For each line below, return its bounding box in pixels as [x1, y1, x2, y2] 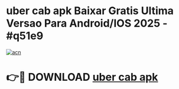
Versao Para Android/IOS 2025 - [6, 17, 168, 30]
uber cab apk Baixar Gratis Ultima [6, 4, 174, 18]
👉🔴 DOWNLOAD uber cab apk [6, 71, 158, 84]
